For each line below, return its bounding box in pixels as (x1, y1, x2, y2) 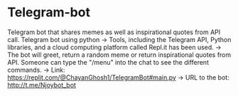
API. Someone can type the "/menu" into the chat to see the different (7, 58, 210, 66)
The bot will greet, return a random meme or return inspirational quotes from (7, 50, 232, 59)
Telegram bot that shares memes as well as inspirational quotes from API (7, 28, 221, 36)
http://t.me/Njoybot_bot (7, 80, 77, 89)
